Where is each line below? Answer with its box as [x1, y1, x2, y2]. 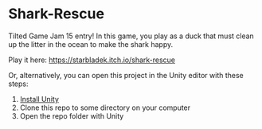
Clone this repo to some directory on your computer [19, 103, 191, 112]
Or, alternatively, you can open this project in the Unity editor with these [8, 70, 244, 80]
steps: [8, 79, 29, 88]
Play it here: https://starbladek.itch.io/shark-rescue [8, 55, 176, 64]
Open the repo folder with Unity [19, 111, 124, 120]
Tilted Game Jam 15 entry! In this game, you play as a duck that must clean [8, 31, 255, 41]
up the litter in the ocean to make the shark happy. [8, 39, 174, 49]
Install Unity [19, 94, 60, 104]
